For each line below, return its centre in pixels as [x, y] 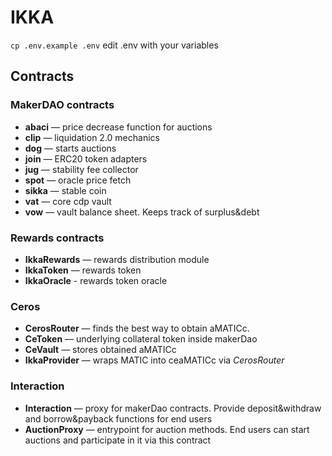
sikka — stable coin [65, 190]
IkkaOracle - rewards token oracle [96, 280]
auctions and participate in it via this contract [118, 440]
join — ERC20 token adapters [86, 158]
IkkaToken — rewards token [83, 270]
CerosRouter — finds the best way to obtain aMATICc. [137, 328]
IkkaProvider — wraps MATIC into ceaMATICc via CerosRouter [154, 360]
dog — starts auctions [70, 148]
